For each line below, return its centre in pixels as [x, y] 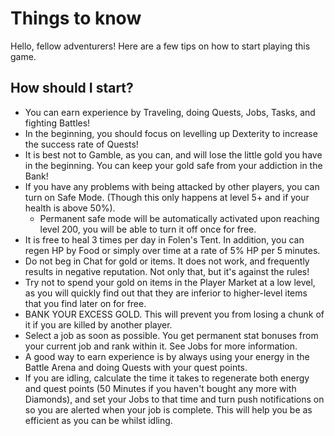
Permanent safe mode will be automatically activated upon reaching [179, 218]
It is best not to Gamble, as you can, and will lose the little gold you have [173, 154]
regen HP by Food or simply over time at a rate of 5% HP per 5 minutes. [172, 250]
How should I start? [72, 88]
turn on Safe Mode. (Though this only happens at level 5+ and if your [167, 197]
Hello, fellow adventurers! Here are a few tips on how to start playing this [160, 46]
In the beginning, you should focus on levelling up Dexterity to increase [171, 133]
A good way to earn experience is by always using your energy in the [167, 356]
